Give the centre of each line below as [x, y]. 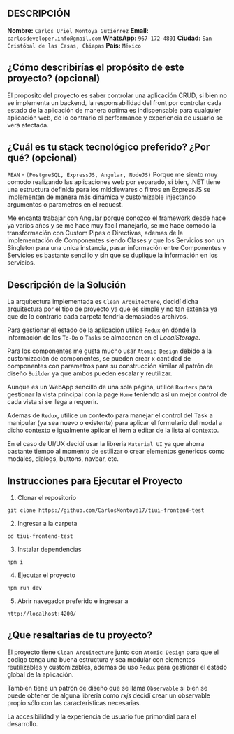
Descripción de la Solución [67, 285]
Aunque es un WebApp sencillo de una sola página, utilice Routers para [110, 387]
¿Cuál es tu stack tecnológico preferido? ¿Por [109, 147]
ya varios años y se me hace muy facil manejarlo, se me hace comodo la [112, 226]
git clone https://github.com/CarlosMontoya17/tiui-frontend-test [106, 511]
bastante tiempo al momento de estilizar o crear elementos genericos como [116, 451]
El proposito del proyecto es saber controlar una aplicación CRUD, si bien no [117, 95]
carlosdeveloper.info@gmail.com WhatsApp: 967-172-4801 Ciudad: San [110, 38]
